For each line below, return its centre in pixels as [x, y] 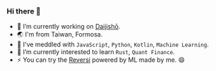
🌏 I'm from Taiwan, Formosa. [60, 34]
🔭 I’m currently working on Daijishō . [68, 27]
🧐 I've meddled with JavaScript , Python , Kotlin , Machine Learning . [113, 44]
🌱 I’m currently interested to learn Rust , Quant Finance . [96, 52]
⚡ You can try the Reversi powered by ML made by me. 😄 [101, 60]
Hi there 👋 [24, 11]
